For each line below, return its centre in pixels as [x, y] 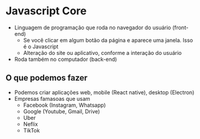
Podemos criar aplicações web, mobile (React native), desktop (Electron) [104, 92]
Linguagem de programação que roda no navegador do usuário [93, 27]
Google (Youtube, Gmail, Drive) [61, 111]
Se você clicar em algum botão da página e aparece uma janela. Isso [108, 40]
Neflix [31, 124]
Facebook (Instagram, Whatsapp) [64, 105]
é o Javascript [41, 47]
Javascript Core [46, 11]
